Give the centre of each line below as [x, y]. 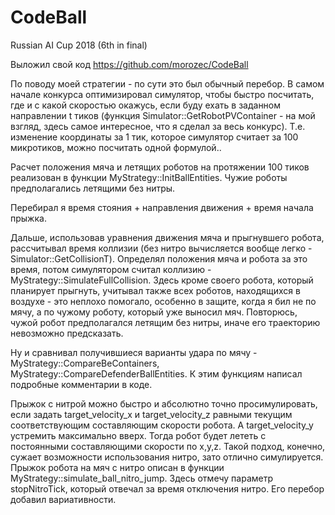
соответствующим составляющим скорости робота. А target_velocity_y [162, 425]
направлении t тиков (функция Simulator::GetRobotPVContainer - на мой [163, 115]
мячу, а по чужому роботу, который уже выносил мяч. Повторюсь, [154, 312]
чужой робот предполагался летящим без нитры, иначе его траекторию [165, 322]
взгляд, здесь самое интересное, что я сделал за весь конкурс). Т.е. [158, 126]
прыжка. [28, 218]
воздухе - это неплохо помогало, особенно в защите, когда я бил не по [163, 301]
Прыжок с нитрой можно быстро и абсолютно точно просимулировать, [164, 403]
